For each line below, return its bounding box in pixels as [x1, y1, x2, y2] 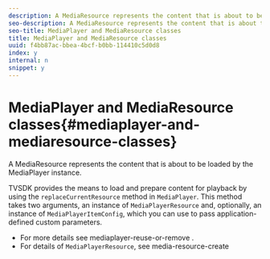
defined [8, 217, 35, 227]
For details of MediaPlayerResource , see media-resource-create [19, 241, 230, 251]
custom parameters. [35, 217, 103, 227]
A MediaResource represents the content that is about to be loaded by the [8, 159, 254, 168]
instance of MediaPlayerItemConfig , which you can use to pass [8, 208, 215, 218]
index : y [8, 49, 38, 57]
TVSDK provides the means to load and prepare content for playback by [8, 183, 247, 192]
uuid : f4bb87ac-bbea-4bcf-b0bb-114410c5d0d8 [8, 42, 160, 50]
